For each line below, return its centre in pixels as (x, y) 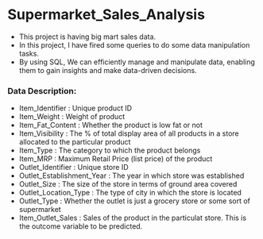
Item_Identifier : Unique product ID (75, 108)
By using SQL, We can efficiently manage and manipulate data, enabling (137, 62)
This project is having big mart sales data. (87, 37)
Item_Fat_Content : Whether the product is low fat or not (111, 125)
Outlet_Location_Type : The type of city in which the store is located (130, 193)
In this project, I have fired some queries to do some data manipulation (134, 44)
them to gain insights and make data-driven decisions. (108, 70)
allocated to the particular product (75, 142)
